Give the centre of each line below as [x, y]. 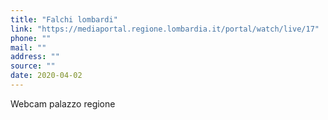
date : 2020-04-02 [46, 76]
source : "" [33, 66]
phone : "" [31, 38]
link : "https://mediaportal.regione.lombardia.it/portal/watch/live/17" [165, 29]
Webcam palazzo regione [63, 103]
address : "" [35, 57]
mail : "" [28, 47]
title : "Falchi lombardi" [64, 19]
